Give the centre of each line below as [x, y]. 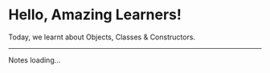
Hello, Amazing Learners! [95, 15]
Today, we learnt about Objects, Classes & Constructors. [102, 37]
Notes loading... [35, 60]
